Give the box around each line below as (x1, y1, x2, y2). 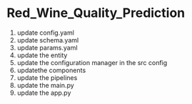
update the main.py (16, 81, 74, 89)
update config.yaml (16, 28, 74, 37)
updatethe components (16, 66, 86, 74)
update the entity (16, 51, 68, 59)
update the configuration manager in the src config (16, 58, 168, 67)
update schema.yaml (16, 35, 79, 44)
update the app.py (16, 88, 71, 97)
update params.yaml (16, 43, 78, 52)
